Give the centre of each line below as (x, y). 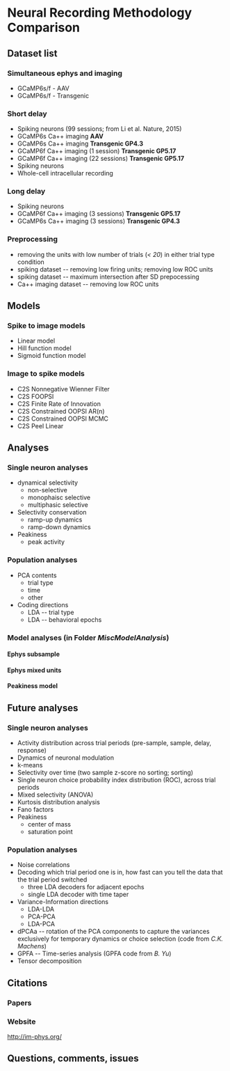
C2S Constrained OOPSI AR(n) (61, 411)
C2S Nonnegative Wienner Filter (63, 389)
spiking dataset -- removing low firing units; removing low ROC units (115, 269)
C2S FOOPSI (35, 396)
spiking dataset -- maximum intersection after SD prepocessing (108, 276)
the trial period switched (52, 880)
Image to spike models (46, 374)
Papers (19, 1003)
